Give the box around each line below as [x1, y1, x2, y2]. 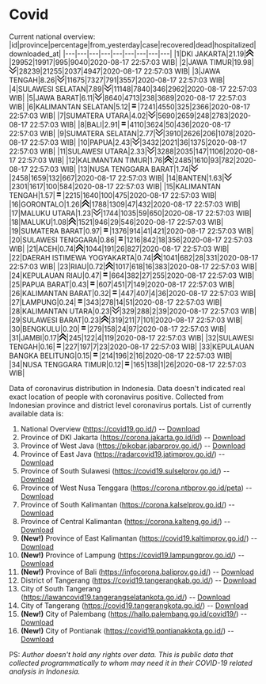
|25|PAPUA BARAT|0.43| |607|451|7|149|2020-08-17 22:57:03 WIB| [9, 279, 235, 289]
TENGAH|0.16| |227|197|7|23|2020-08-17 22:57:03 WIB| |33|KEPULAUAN [9, 342, 255, 351]
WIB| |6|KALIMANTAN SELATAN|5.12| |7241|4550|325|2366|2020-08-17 [9, 101, 251, 112]
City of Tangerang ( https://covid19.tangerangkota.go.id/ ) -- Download [20, 600, 249, 610]
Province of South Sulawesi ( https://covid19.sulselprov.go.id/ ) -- [20, 465, 230, 476]
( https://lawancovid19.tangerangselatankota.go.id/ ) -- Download [20, 592, 230, 602]
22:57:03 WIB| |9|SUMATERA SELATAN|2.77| [9, 128, 156, 138]
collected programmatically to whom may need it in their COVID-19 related [9, 658, 253, 667]
